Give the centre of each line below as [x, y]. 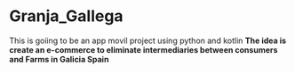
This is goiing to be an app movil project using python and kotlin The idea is [148, 40]
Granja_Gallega [66, 16]
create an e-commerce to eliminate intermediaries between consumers [144, 49]
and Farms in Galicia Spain [59, 59]
